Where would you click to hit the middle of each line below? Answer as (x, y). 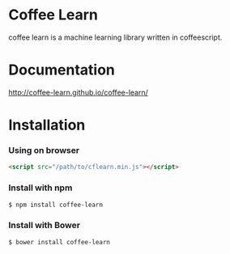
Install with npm (40, 188)
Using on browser (44, 150)
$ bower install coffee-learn (60, 242)
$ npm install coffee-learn (56, 205)
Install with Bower (45, 226)
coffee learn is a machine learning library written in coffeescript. (115, 37)
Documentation (62, 70)
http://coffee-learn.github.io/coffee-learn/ (78, 92)
